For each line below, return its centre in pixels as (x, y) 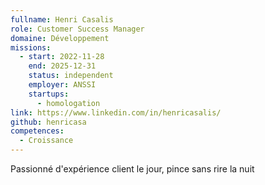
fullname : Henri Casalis (62, 19)
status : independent (71, 76)
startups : (49, 94)
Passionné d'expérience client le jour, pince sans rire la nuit (132, 169)
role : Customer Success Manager (77, 29)
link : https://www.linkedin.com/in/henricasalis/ (116, 112)
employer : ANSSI (62, 85)
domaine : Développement (60, 38)
